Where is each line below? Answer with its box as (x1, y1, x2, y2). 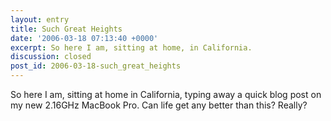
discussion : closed (10, 52, 92, 62)
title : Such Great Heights (10, 24, 123, 34)
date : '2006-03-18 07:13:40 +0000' (10, 33, 159, 43)
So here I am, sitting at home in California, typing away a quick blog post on (10, 89, 322, 100)
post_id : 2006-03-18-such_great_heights (10, 61, 182, 71)
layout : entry (10, 14, 70, 25)
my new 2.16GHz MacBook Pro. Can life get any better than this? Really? (10, 99, 308, 111)
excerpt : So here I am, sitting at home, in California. (10, 42, 253, 53)
